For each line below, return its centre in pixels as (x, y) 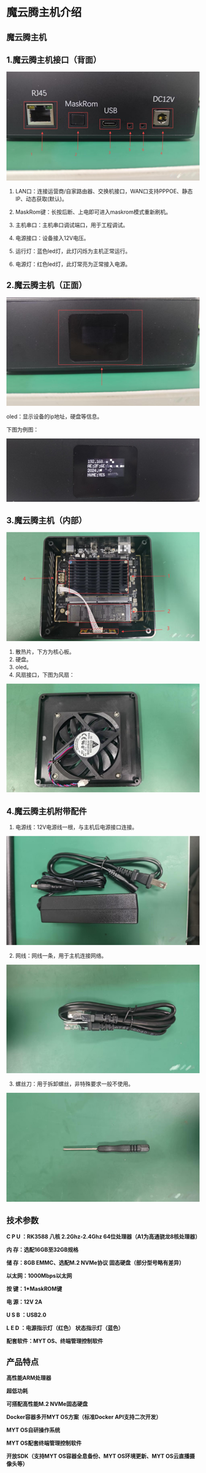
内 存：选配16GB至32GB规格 (42, 1250)
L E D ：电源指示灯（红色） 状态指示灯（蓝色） (65, 1327)
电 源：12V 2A (25, 1302)
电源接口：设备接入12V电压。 (52, 238)
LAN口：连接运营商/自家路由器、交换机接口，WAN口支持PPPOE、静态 (104, 191)
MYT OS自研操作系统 (33, 1430)
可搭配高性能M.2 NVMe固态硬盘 (47, 1404)
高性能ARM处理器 (29, 1378)
